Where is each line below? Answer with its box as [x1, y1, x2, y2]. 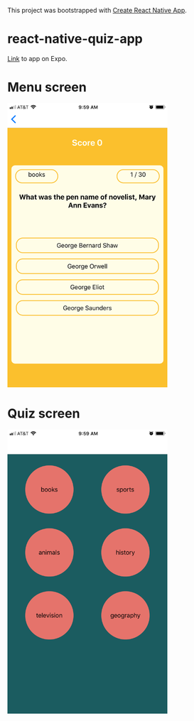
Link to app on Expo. [7, 54, 68, 63]
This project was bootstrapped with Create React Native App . [7, 6, 187, 14]
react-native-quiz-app [7, 31, 144, 47]
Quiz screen [7, 406, 80, 422]
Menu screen [7, 80, 87, 95]
